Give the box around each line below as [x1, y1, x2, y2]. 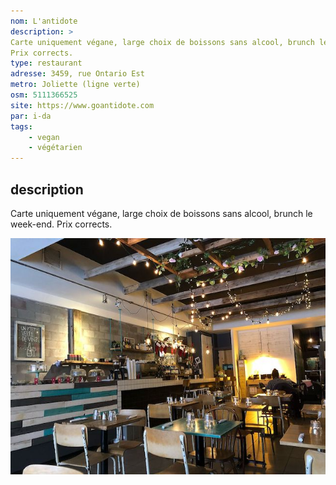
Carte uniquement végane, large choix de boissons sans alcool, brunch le [10, 207, 313, 219]
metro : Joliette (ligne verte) [10, 80, 141, 90]
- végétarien [28, 143, 83, 153]
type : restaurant [10, 58, 83, 69]
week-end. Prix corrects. [10, 218, 113, 230]
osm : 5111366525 [10, 90, 78, 100]
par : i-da [10, 111, 52, 121]
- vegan [28, 132, 60, 142]
